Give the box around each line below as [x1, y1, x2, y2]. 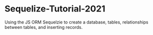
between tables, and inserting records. [4, 24, 83, 30]
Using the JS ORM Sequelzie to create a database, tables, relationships [4, 19, 149, 25]
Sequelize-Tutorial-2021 [4, 3, 105, 14]
